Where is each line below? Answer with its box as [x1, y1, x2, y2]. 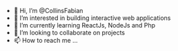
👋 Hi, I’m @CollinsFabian [13, 7, 83, 14]
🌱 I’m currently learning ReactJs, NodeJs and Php [13, 21, 156, 29]
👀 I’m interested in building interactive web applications [13, 14, 171, 22]
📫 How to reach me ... [13, 37, 78, 44]
